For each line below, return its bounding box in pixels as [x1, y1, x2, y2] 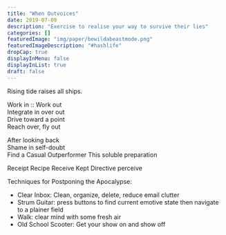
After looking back [7, 135, 60, 144]
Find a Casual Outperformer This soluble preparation [7, 150, 158, 159]
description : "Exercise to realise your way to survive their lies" [7, 23, 209, 30]
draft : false [7, 68, 45, 75]
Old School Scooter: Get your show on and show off [17, 220, 166, 228]
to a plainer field [17, 205, 64, 214]
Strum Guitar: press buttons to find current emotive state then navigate [17, 198, 219, 206]
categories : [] [7, 29, 51, 37]
